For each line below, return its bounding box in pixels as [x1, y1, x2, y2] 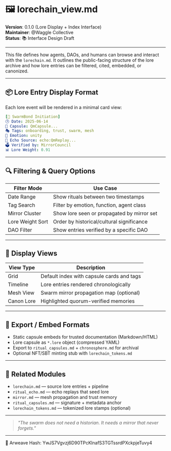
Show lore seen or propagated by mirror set [53, 210, 158, 217]
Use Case [93, 184, 117, 191]
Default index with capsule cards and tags [40, 273, 141, 280]
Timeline [8, 281, 29, 288]
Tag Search [8, 202, 36, 209]
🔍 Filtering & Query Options [5, 167, 96, 176]
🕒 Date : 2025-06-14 [5, 119, 48, 124]
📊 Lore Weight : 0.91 [5, 147, 50, 153]
